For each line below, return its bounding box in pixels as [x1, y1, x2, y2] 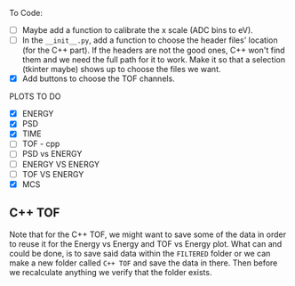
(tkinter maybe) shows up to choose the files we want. [21, 64, 221, 75]
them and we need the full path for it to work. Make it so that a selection [21, 54, 286, 65]
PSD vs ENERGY [21, 149, 83, 159]
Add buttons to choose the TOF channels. [21, 73, 175, 84]
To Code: [9, 8, 43, 18]
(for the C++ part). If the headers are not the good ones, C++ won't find [21, 45, 286, 56]
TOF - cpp [21, 138, 60, 150]
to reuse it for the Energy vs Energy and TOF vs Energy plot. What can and [9, 238, 283, 249]
